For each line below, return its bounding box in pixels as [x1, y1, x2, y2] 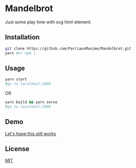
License [5, 145, 30, 153]
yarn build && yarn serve [5, 100, 57, 105]
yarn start [5, 77, 27, 82]
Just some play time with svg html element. [5, 19, 92, 25]
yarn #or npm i [5, 51, 36, 56]
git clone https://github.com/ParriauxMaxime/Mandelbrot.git [5, 46, 132, 51]
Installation [5, 33, 40, 41]
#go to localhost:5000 [5, 104, 51, 109]
